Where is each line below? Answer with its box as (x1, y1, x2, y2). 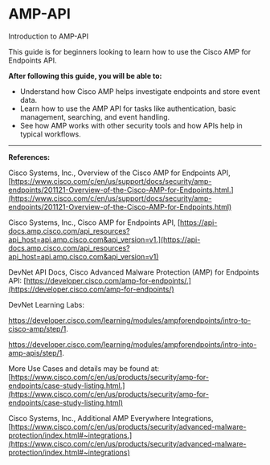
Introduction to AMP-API (8, 31, 89, 41)
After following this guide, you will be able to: (8, 71, 162, 80)
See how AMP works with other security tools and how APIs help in (19, 120, 243, 130)
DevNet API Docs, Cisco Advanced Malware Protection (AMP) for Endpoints (8, 267, 260, 277)
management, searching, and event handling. (19, 112, 170, 121)
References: (8, 152, 51, 161)
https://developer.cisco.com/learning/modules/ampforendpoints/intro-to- (8, 315, 252, 325)
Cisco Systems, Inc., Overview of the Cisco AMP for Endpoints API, (8, 168, 231, 177)
